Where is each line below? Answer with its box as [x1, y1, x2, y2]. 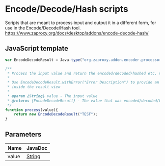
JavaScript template [5, 44, 69, 53]
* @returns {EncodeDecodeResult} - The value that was [7, 98, 122, 103]
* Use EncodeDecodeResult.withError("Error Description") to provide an [7, 80, 160, 85]
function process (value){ [5, 107, 58, 112]
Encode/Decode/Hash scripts [5, 3, 129, 15]
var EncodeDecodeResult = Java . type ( [5, 57, 82, 62]
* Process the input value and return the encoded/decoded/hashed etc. [7, 71, 157, 76]
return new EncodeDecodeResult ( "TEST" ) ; [14, 112, 98, 117]
